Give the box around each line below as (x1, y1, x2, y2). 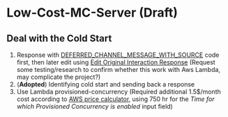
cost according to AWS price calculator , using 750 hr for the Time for (16, 95, 215, 103)
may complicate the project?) (16, 73, 101, 81)
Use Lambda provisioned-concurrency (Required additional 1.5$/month (16, 88, 221, 96)
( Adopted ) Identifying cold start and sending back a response (16, 80, 195, 88)
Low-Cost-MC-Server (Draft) (6, 5, 178, 21)
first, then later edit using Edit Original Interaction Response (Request (16, 58, 215, 66)
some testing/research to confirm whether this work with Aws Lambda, (16, 66, 221, 73)
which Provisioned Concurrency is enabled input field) (16, 102, 174, 110)
